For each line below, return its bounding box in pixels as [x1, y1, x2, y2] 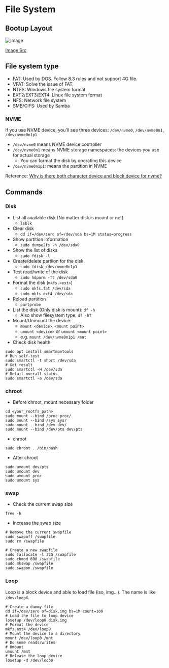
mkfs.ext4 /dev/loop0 [5, 626, 51, 632]
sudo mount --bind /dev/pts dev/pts [5, 427, 83, 432]
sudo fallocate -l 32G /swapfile [5, 552, 76, 557]
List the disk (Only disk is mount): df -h [12, 306, 95, 313]
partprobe [20, 302, 42, 307]
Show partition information [12, 236, 69, 242]
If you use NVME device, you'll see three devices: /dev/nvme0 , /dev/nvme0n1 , [5, 127, 164, 133]
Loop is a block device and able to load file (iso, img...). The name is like [5, 589, 156, 595]
